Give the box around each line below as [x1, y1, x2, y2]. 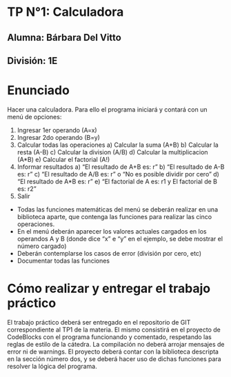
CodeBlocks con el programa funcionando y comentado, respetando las [7, 332, 212, 341]
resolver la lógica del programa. [7, 362, 98, 370]
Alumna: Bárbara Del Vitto [7, 32, 122, 43]
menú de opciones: [7, 112, 62, 121]
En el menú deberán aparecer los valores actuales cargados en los [17, 227, 207, 235]
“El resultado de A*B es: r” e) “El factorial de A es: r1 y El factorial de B [17, 177, 218, 185]
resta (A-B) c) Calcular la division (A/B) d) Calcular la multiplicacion [17, 147, 208, 156]
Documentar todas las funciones [17, 256, 110, 265]
